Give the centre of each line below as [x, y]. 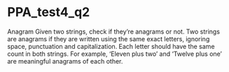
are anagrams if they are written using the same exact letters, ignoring [109, 38]
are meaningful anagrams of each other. [65, 61]
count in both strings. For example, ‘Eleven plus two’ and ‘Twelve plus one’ [115, 54]
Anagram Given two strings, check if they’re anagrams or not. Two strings [114, 31]
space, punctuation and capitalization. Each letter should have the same [111, 46]
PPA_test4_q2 [49, 12]
